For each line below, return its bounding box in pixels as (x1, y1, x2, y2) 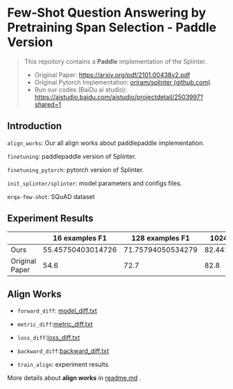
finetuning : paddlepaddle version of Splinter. (7, 152, 137, 160)
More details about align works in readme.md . (7, 374, 141, 382)
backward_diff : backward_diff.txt (17, 347, 110, 355)
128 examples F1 (131, 233, 191, 243)
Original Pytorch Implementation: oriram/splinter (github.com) (34, 78, 211, 86)
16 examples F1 (53, 233, 107, 243)
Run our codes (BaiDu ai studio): (34, 85, 128, 94)
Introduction (7, 120, 62, 132)
